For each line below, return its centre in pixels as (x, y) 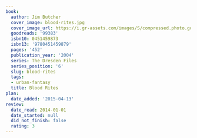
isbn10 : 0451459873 (35, 39)
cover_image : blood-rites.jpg (48, 22)
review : (15, 104)
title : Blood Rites (35, 88)
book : (12, 11)
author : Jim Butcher (36, 17)
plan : (12, 93)
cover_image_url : (32, 28)
